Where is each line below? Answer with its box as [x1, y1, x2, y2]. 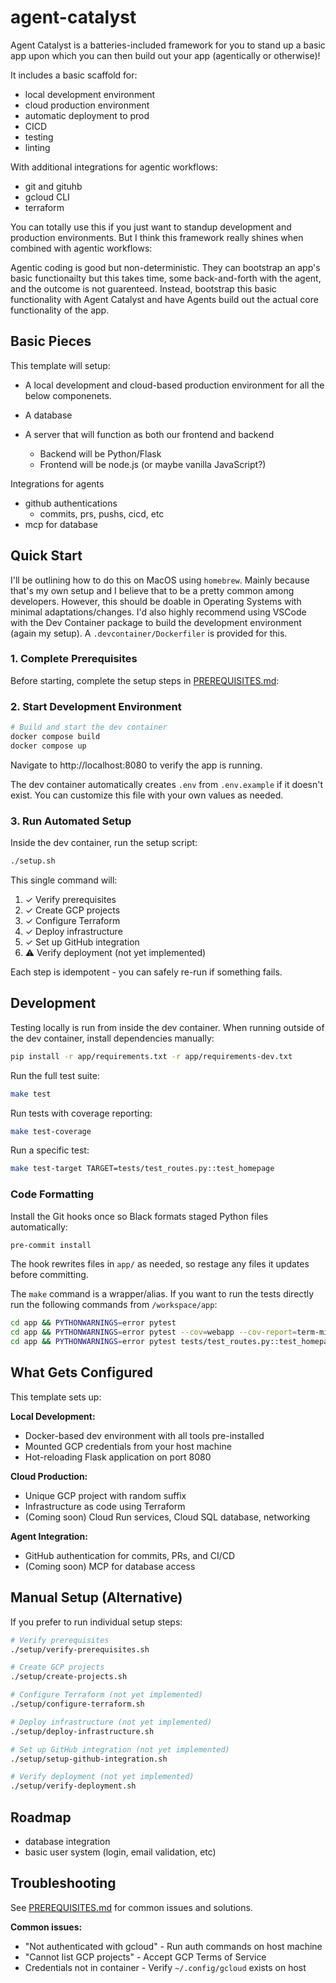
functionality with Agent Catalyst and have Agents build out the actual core [10, 293, 319, 305]
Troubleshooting [10, 1875, 117, 1892]
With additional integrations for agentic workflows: [10, 161, 218, 173]
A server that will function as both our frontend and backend [24, 428, 275, 440]
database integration [24, 1836, 111, 1847]
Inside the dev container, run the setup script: [10, 837, 198, 849]
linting [24, 141, 51, 153]
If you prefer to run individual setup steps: [10, 1616, 183, 1628]
